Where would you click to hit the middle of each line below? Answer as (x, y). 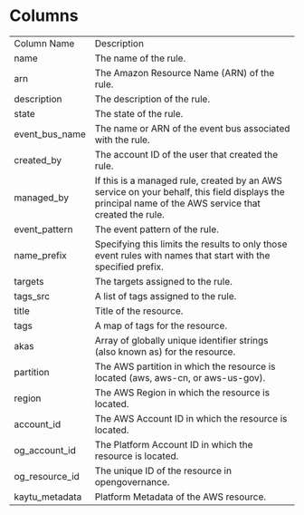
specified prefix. (129, 267)
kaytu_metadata (48, 497)
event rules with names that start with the (182, 255)
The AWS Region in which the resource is (182, 393)
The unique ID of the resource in (163, 471)
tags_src (32, 296)
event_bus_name (50, 134)
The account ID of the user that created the (186, 154)
